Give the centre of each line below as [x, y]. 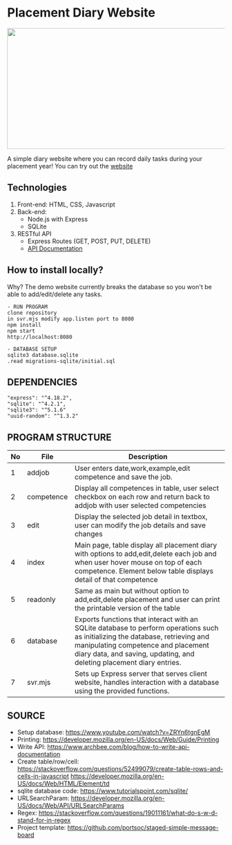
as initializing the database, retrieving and [142, 637]
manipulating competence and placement [142, 645]
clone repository [32, 313]
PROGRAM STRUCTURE [59, 437]
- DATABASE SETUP [32, 349]
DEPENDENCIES [42, 382]
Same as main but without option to [132, 591]
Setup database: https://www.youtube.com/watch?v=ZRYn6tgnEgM [114, 732]
